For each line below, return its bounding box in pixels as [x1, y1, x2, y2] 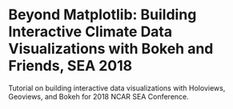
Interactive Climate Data [8, 22, 173, 41]
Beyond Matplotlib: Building [8, 6, 197, 24]
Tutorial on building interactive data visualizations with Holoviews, [8, 83, 226, 93]
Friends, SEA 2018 [8, 57, 133, 75]
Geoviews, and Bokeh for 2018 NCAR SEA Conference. [8, 91, 190, 101]
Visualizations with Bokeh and [8, 40, 214, 58]
